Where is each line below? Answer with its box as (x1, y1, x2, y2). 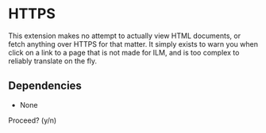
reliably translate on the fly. (8, 56, 98, 66)
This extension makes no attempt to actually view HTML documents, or (8, 31, 241, 40)
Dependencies (8, 79, 82, 93)
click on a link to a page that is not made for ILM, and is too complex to (8, 47, 240, 57)
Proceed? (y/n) (8, 116, 57, 125)
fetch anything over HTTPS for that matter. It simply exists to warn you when (8, 39, 258, 48)
